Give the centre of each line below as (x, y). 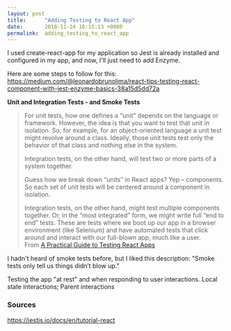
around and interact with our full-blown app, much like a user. (112, 238)
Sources (22, 305)
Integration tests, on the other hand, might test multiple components (122, 208)
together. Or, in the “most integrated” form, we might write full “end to (124, 215)
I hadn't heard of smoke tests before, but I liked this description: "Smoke (111, 259)
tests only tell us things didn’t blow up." (63, 266)
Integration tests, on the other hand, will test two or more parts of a (120, 159)
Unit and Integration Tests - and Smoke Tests (74, 102)
